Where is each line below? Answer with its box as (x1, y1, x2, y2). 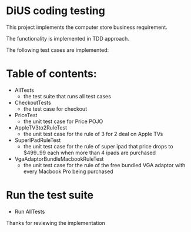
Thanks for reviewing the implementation (6, 219, 106, 226)
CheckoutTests (14, 99, 51, 106)
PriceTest (14, 111, 38, 118)
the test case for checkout (23, 105, 87, 112)
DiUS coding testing (6, 4, 106, 18)
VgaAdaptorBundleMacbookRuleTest (14, 155, 104, 163)
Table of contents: (6, 67, 97, 81)
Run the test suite (6, 188, 94, 202)
